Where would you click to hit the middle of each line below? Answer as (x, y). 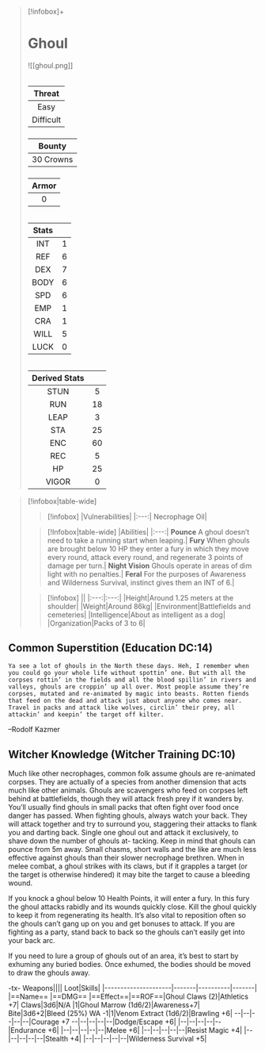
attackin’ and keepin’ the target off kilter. (86, 715)
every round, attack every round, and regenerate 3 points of (145, 557)
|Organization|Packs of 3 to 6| (97, 623)
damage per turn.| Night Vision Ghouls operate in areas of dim (150, 566)
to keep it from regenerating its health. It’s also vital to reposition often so (127, 915)
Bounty (53, 146)
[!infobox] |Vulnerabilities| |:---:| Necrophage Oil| (127, 516)
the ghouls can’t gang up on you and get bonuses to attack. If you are (122, 924)
